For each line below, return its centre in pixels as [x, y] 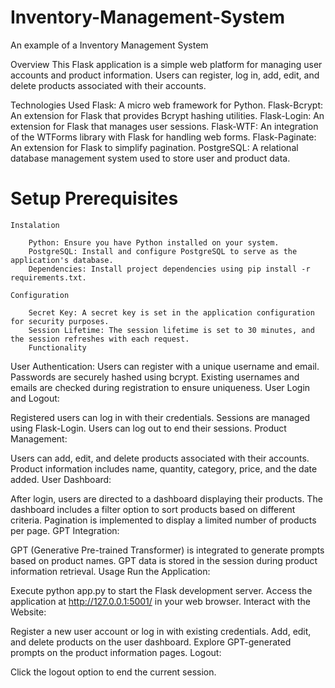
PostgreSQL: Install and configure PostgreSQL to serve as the [163, 251]
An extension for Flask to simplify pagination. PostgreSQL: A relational [154, 147]
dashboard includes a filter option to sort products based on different [153, 509]
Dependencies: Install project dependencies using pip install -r [169, 269]
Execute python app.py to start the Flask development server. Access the [161, 590]
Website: [28, 612]
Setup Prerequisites [94, 198]
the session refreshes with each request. [100, 339]
